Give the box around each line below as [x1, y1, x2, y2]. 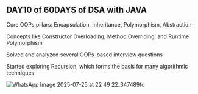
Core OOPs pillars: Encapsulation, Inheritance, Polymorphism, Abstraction [6, 21, 192, 28]
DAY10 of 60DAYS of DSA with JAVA [6, 5, 147, 15]
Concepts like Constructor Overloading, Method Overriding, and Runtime [6, 33, 189, 40]
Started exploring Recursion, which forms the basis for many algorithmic [6, 62, 188, 70]
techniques [6, 69, 35, 76]
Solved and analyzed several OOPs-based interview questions [6, 51, 163, 58]
